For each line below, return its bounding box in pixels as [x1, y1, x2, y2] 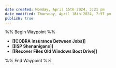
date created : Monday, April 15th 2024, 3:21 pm [5, 7, 105, 12]
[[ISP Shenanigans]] [12, 44, 54, 49]
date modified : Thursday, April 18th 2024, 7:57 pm [5, 11, 111, 16]
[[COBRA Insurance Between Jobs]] [12, 38, 86, 44]
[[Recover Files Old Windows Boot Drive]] [12, 48, 98, 54]
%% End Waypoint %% [5, 58, 52, 64]
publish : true [5, 16, 34, 21]
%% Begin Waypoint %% [5, 29, 56, 35]
